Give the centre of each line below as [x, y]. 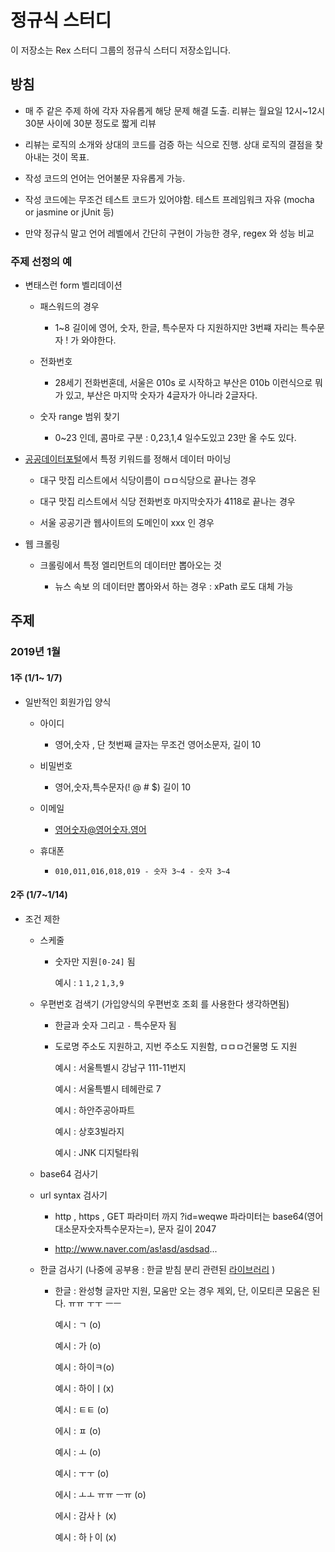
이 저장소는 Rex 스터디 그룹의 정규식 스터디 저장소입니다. [121, 50]
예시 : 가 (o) [78, 1345]
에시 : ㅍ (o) [78, 1430]
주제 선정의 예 [41, 261]
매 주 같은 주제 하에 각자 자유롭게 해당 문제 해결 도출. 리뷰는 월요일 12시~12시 [175, 110]
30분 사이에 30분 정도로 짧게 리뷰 [90, 123]
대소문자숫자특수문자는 [99, 1228]
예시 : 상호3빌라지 [89, 1131]
